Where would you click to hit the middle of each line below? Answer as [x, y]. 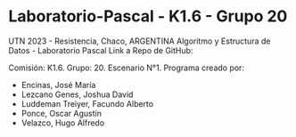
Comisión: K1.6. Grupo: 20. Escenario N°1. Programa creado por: [126, 68]
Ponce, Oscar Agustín [61, 113]
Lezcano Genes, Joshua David [77, 94]
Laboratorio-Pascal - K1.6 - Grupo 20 [148, 16]
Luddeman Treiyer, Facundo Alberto [87, 103]
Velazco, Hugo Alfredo [63, 123]
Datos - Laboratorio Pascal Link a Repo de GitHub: [101, 50]
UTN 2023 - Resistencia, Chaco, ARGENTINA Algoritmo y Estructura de [140, 41]
